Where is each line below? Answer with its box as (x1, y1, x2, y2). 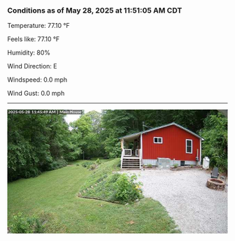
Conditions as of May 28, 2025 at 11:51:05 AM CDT (7, 6, 183, 15)
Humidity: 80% (7, 48, 51, 57)
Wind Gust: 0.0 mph (7, 89, 65, 98)
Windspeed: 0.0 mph (7, 75, 68, 84)
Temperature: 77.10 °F (7, 22, 70, 30)
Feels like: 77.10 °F (7, 35, 60, 43)
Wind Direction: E (7, 62, 57, 71)
